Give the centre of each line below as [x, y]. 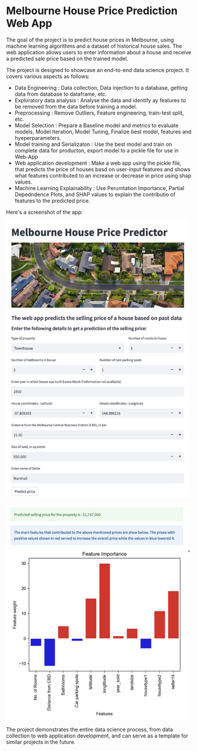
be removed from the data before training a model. [76, 106]
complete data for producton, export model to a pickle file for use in [97, 150]
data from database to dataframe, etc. [61, 94]
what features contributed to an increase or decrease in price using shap [103, 175]
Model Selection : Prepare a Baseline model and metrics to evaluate [96, 125]
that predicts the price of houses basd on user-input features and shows [103, 169]
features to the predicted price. [52, 200]
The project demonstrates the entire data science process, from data [90, 730]
